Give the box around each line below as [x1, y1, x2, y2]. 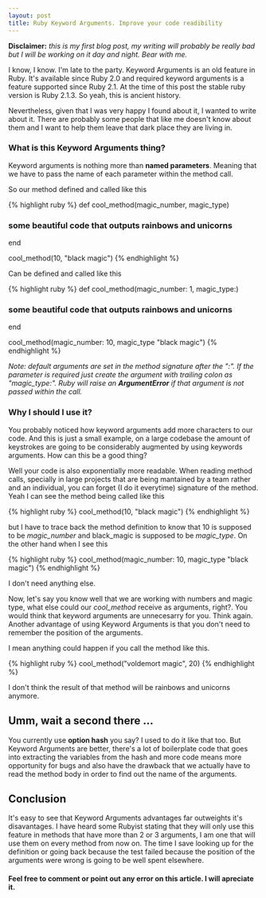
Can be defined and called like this [8, 269, 122, 279]
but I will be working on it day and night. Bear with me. [8, 49, 188, 59]
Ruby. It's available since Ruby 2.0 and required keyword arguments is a [8, 73, 244, 83]
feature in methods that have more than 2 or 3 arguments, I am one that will [8, 830, 256, 840]
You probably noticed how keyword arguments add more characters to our [8, 425, 253, 434]
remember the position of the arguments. [8, 627, 143, 637]
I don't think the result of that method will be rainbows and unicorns [8, 682, 231, 692]
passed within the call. [8, 387, 83, 397]
